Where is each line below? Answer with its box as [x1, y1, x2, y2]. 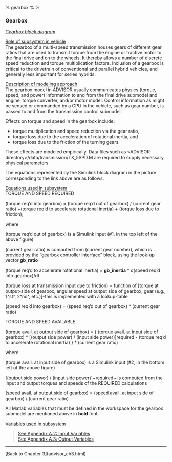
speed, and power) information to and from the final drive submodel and [5, 92, 158, 98]
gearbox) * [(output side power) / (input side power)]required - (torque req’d [5, 334, 166, 340]
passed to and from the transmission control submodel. [5, 108, 122, 115]
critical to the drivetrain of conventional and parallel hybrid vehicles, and [5, 66, 158, 72]
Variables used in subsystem [5, 421, 66, 427]
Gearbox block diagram [5, 29, 55, 35]
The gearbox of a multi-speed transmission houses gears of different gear [5, 44, 162, 50]
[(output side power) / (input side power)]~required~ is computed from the [5, 375, 163, 381]
